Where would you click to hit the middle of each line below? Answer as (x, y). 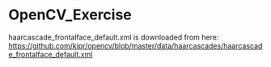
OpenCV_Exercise (70, 15)
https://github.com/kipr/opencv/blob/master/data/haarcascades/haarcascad (135, 45)
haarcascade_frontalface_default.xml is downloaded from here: (114, 37)
